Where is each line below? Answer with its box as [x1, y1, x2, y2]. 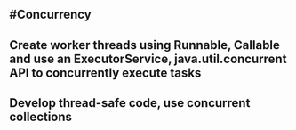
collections [9, 110, 73, 125]
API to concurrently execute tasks [9, 65, 202, 80]
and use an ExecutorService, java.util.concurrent [9, 51, 287, 66]
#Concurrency [9, 7, 92, 22]
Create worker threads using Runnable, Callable [9, 37, 280, 53]
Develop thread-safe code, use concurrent [9, 95, 251, 110]
